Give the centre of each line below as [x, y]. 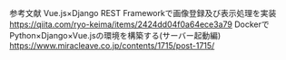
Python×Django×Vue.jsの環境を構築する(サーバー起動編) [115, 35]
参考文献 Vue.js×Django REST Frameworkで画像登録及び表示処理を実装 [143, 13]
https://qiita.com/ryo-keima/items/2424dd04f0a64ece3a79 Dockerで [139, 24]
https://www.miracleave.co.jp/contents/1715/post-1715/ [112, 46]
